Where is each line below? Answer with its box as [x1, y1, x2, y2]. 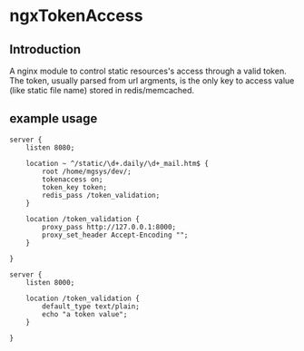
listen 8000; [25, 278, 75, 287]
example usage [9, 111, 98, 127]
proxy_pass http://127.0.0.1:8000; [42, 222, 177, 231]
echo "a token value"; [42, 309, 128, 318]
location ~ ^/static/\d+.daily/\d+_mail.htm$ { [25, 159, 209, 168]
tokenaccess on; [42, 174, 103, 184]
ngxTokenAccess [9, 5, 143, 26]
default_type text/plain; [42, 301, 141, 311]
